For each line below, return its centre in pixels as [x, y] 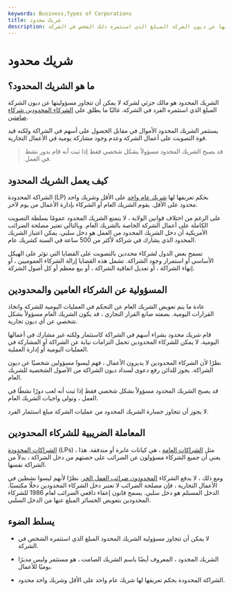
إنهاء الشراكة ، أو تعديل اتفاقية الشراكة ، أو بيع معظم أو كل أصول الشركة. [101, 268]
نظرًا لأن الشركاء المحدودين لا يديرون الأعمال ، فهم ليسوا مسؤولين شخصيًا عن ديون [115, 363]
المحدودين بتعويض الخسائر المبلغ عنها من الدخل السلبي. [80, 500]
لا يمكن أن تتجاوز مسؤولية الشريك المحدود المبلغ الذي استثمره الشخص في [113, 538]
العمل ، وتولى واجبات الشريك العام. [53, 398]
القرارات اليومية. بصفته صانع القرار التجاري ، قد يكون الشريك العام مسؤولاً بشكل [111, 314]
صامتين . [18, 118]
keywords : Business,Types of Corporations [70, 13]
